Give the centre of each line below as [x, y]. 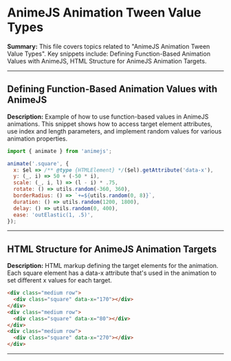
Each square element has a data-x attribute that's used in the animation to [112, 273]
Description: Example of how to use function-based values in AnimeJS [108, 116]
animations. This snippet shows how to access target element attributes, [110, 124]
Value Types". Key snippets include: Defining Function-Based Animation [109, 54]
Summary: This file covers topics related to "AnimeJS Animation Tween [109, 46]
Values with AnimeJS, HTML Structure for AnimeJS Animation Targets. [107, 61]
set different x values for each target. [59, 280]
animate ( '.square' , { [38, 163]
